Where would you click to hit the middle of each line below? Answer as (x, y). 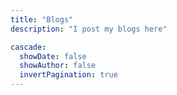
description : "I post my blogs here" (89, 29)
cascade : (28, 47)
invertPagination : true (68, 75)
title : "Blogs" (42, 19)
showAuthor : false (58, 66)
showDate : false (53, 56)
